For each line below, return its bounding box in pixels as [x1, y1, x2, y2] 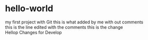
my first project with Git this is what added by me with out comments [5, 19, 144, 25]
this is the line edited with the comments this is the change [5, 24, 123, 30]
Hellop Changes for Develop [5, 29, 62, 35]
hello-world [5, 3, 54, 14]
